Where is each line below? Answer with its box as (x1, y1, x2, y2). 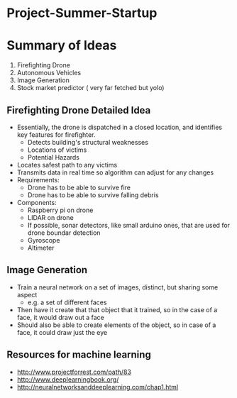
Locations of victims (27, 145, 87, 154)
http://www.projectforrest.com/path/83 (16, 367, 132, 376)
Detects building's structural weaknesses (27, 138, 148, 146)
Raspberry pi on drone (27, 206, 94, 214)
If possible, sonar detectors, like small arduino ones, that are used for (27, 221, 231, 229)
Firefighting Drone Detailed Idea (6, 104, 151, 116)
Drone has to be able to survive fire (27, 183, 131, 192)
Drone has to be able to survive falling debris (27, 190, 159, 199)
